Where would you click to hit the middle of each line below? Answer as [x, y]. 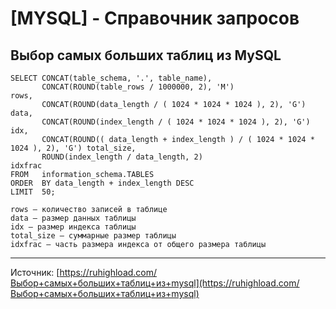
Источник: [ [35, 272]
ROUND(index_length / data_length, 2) [122, 157]
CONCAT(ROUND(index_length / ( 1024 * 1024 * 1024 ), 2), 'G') [176, 122]
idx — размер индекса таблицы [73, 227]
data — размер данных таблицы [73, 218]
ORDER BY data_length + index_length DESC [102, 183]
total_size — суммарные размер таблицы [93, 236]
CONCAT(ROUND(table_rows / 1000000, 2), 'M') [138, 87]
